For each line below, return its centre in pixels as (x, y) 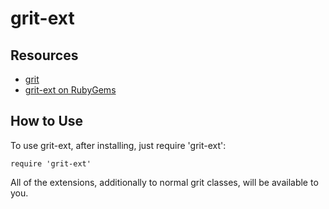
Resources (44, 55)
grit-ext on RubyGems (70, 90)
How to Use (47, 121)
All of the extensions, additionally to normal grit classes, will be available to (164, 182)
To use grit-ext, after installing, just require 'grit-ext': (118, 145)
